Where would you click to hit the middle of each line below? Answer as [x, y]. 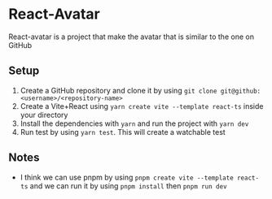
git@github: [241, 91]
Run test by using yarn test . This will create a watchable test [123, 132]
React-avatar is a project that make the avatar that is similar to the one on [132, 37]
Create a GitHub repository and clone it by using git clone [118, 90]
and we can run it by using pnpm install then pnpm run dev [128, 186]
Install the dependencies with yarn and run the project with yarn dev [134, 123]
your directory [44, 115]
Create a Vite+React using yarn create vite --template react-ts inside [142, 106]
